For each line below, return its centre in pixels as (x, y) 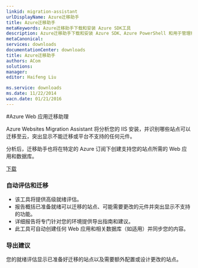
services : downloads (32, 45)
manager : (17, 72)
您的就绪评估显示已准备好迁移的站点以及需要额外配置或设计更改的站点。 (94, 259)
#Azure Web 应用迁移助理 (37, 116)
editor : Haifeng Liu (32, 77)
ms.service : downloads (34, 88)
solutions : (19, 66)
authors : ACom (24, 61)
